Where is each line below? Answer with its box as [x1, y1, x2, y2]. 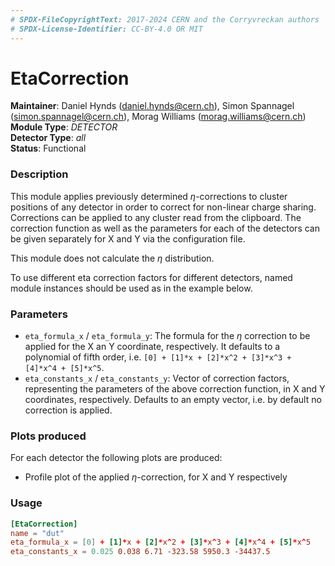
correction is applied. [24, 404, 113, 416]
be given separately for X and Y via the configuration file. [10, 232, 246, 245]
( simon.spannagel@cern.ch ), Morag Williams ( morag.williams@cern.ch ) [10, 111, 307, 123]
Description [10, 167, 69, 181]
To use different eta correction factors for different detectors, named [10, 271, 293, 283]
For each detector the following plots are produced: [10, 452, 223, 464]
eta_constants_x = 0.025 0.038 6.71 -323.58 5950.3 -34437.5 [10, 547, 271, 557]
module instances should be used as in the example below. [10, 282, 253, 294]
